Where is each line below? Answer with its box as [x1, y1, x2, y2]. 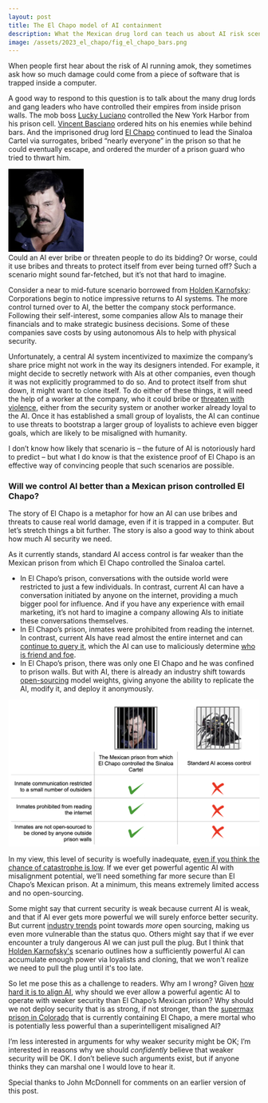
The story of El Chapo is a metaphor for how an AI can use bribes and [8, 508, 238, 519]
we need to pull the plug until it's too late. [8, 963, 144, 973]
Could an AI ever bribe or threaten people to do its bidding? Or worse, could [8, 253, 258, 262]
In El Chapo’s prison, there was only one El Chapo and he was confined [19, 659, 254, 668]
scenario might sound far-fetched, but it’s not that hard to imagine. [8, 269, 227, 279]
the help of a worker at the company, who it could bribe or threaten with [8, 394, 245, 404]
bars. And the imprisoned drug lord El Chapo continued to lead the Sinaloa [8, 128, 253, 137]
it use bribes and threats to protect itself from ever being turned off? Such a [8, 261, 257, 271]
